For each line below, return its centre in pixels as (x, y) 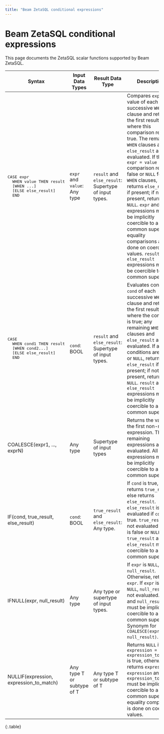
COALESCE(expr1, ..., (32, 445)
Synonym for (142, 626)
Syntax (36, 81)
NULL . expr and (143, 205)
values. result (143, 254)
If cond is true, (143, 483)
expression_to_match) (33, 683)
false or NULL (141, 174)
